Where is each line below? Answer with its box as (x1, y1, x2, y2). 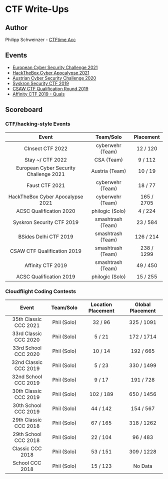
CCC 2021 (14, 321, 40, 328)
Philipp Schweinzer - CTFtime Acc (5, 36, 76, 42)
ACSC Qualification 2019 (16, 273, 76, 280)
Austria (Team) (91, 167, 126, 174)
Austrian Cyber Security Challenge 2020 (12, 75, 96, 81)
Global (134, 301, 151, 308)
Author (5, 23, 27, 32)
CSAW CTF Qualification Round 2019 (12, 85, 88, 91)
